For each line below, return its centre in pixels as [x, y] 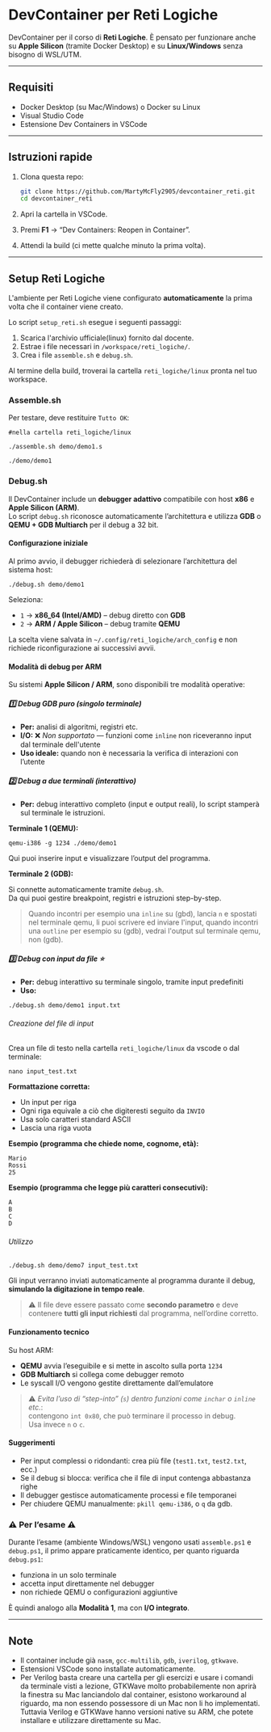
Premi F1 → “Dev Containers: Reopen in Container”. [105, 230]
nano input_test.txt [43, 1072]
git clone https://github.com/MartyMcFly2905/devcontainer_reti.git [138, 192]
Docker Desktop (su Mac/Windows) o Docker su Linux [110, 107]
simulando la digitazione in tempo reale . [77, 1289]
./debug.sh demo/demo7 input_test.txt [73, 1266]
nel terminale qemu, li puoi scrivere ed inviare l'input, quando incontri [143, 922]
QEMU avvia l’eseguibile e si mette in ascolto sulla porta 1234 [121, 1365]
